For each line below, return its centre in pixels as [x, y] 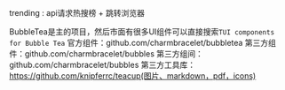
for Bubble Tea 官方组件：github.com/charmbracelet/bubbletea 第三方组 [143, 43]
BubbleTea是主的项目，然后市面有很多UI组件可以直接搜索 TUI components [142, 32]
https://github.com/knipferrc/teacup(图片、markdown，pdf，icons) [133, 76]
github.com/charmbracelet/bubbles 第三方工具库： [103, 65]
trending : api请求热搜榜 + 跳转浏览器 [77, 13]
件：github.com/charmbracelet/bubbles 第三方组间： [107, 54]
